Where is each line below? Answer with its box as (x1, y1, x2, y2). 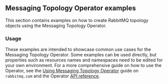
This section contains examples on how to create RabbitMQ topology (5, 17, 149, 23)
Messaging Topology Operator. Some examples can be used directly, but (5, 52, 157, 58)
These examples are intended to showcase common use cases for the (5, 46, 151, 52)
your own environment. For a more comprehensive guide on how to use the (5, 62, 162, 68)
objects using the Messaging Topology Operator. (5, 22, 107, 28)
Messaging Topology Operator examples (5, 4, 136, 12)
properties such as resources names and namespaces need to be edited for (5, 57, 163, 63)
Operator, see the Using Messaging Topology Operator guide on (5, 67, 139, 74)
